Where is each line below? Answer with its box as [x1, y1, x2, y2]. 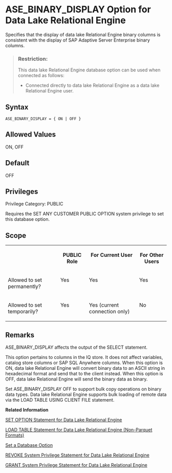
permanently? [8, 283, 41, 290]
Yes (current [89, 301, 119, 309]
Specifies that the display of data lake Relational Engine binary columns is [5, 31, 161, 37]
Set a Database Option [5, 442, 53, 448]
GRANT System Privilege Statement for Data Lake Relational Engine [5, 462, 147, 468]
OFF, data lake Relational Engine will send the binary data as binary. [5, 376, 148, 382]
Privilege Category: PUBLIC [5, 201, 63, 207]
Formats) [5, 432, 25, 439]
